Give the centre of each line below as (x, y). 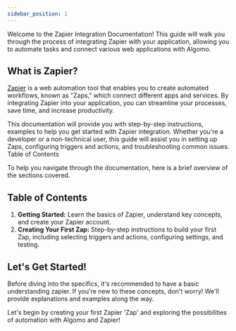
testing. (29, 245)
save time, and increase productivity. (61, 111)
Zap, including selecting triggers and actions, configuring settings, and (120, 237)
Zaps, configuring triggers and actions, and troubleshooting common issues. (118, 147)
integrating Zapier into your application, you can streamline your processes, (117, 103)
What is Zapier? (43, 71)
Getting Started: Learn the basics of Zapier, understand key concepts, (120, 215)
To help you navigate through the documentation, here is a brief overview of (118, 168)
